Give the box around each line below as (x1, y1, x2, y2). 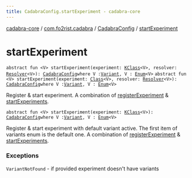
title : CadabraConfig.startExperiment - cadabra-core (6, 8, 141, 15)
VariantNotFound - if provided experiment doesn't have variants (6, 165, 160, 172)
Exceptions (6, 152, 39, 160)
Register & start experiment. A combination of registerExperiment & (6, 92, 169, 99)
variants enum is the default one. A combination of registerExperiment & (6, 130, 181, 138)
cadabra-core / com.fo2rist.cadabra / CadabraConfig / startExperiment (6, 25, 178, 32)
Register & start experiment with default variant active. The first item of (6, 125, 178, 132)
